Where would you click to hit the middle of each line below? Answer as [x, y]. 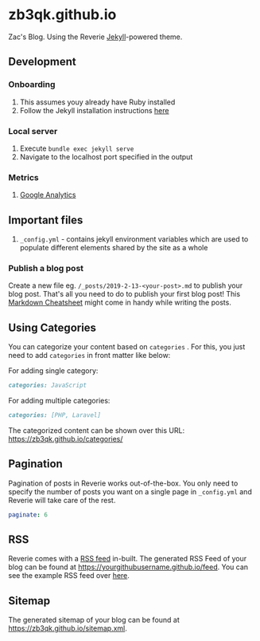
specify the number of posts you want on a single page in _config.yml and [130, 491]
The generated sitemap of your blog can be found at [94, 620]
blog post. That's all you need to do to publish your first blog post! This [124, 294]
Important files [46, 220]
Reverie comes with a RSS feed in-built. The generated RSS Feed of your [128, 559]
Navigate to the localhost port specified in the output [106, 156]
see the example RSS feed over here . [69, 576]
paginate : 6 [28, 515]
